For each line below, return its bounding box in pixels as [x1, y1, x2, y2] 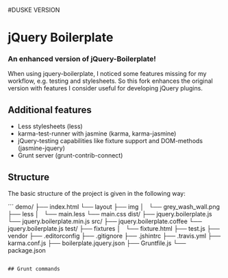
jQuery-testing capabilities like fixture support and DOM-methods [17, 137, 203, 145]
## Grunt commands [8, 266, 60, 273]
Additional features [8, 104, 92, 116]
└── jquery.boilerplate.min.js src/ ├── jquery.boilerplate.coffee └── [8, 217, 203, 225]
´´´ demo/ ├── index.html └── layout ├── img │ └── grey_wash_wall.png [8, 203, 220, 211]
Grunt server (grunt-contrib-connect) [17, 151, 123, 160]
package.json [8, 247, 47, 255]
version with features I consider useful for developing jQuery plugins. [8, 84, 203, 92]
